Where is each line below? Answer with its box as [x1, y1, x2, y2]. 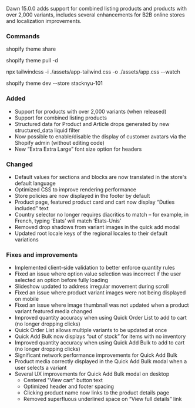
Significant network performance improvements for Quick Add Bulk [14, 351, 178, 359]
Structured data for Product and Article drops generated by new [14, 120, 170, 127]
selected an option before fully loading [14, 277, 109, 284]
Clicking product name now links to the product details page [23, 389, 169, 396]
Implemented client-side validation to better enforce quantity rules [14, 264, 175, 271]
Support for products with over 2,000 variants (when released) [14, 108, 167, 115]
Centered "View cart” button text [23, 377, 103, 384]
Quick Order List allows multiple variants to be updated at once [14, 327, 167, 334]
